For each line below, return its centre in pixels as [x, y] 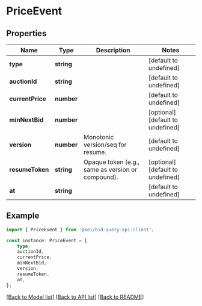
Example [23, 216]
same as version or [110, 170]
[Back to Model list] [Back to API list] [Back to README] [75, 297]
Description [113, 50]
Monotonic [99, 137]
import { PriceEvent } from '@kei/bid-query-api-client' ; [80, 230]
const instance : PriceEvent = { [47, 240]
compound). [101, 177]
